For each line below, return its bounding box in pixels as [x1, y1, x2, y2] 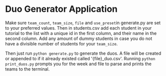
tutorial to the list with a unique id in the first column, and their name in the [5, 30, 157, 36]
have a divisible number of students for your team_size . [5, 40, 118, 46]
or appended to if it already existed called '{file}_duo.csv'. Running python [5, 55, 156, 61]
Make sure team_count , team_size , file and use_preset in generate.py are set [5, 20, 161, 26]
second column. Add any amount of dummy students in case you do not [5, 36, 153, 41]
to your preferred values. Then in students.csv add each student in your [5, 25, 152, 31]
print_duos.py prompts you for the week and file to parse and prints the [5, 61, 152, 67]
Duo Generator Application [5, 3, 118, 15]
